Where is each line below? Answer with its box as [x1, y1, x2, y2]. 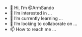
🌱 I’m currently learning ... [9, 15, 63, 21]
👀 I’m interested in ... [9, 10, 52, 16]
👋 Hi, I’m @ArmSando [9, 5, 55, 10]
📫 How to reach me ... [9, 26, 56, 32]
